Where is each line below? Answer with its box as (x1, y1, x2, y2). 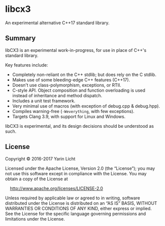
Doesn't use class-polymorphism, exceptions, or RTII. (12, 82, 122, 88)
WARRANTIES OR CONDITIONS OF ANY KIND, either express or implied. (5, 205, 152, 211)
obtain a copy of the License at (5, 176, 68, 182)
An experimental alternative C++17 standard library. (5, 20, 110, 26)
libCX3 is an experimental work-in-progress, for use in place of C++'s (5, 47, 147, 53)
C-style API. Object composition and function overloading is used (12, 87, 145, 93)
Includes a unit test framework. (12, 98, 75, 104)
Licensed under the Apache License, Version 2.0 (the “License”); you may (5, 165, 155, 171)
